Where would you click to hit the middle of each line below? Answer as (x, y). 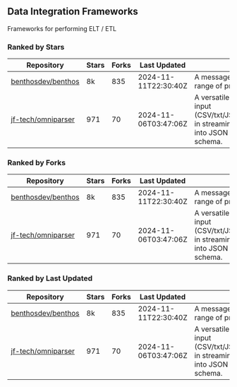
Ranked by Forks (36, 163)
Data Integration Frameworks (73, 12)
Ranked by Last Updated (50, 278)
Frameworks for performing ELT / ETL (62, 28)
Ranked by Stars (36, 47)
